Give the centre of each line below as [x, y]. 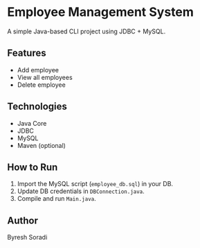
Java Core [32, 123]
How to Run [33, 167]
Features [27, 53]
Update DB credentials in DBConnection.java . [81, 191]
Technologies [37, 107]
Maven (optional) [41, 145]
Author [22, 221]
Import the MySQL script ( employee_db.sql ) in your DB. [95, 184]
